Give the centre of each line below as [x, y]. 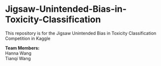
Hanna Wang [18, 53]
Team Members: [22, 48]
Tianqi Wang [18, 58]
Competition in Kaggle [28, 38]
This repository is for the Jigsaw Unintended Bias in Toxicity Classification [81, 33]
